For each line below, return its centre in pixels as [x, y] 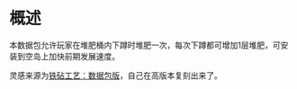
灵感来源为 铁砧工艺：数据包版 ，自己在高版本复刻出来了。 [116, 75]
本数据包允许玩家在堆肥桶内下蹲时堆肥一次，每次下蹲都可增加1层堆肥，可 [145, 45]
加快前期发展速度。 [84, 56]
